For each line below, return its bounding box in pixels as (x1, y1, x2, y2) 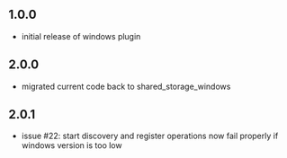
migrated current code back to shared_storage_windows (21, 81, 231, 92)
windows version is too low (21, 140, 122, 151)
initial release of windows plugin (21, 31, 141, 41)
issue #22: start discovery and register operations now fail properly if (21, 130, 279, 142)
